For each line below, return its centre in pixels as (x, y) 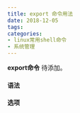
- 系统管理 (21, 47)
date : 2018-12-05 (33, 20)
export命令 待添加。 (37, 67)
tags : (15, 27)
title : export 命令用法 (40, 14)
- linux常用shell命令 (37, 40)
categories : (25, 34)
